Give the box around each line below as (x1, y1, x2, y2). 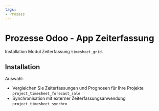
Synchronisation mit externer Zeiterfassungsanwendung (12, 95, 126, 101)
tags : (5, 7, 16, 12)
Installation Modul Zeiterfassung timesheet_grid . (5, 49, 103, 55)
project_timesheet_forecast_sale (12, 91, 81, 96)
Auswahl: (5, 76, 24, 82)
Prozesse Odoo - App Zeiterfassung (5, 33, 155, 44)
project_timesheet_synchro (12, 102, 68, 107)
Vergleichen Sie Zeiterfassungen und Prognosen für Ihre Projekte (12, 85, 144, 91)
